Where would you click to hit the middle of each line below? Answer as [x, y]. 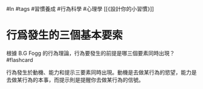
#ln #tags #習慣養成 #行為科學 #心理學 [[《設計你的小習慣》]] [80, 9]
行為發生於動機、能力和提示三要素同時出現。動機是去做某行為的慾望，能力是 [101, 72]
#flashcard [20, 60]
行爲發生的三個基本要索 [65, 35]
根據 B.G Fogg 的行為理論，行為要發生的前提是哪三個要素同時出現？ [91, 53]
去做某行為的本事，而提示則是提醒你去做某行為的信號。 [75, 79]
